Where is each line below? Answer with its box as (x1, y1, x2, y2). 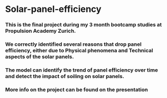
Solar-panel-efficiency (5, 3, 102, 15)
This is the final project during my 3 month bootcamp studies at (5, 21, 162, 28)
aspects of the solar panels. (5, 53, 74, 60)
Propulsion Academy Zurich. (5, 27, 76, 34)
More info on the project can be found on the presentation (5, 86, 148, 93)
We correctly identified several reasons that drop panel (5, 41, 142, 48)
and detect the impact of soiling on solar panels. (5, 73, 125, 80)
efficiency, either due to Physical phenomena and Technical (5, 47, 154, 54)
